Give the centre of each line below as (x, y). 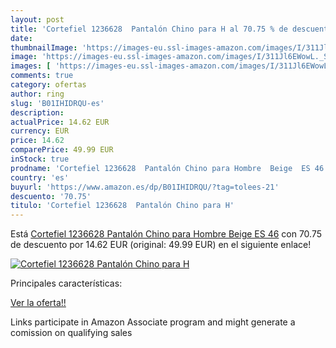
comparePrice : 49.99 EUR (62, 150)
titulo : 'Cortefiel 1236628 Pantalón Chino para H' (122, 206)
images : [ (31, 66)
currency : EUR (40, 131)
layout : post (37, 19)
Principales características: (66, 283)
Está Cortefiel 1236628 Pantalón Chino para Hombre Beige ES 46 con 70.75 (166, 234)
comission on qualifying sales (71, 333)
